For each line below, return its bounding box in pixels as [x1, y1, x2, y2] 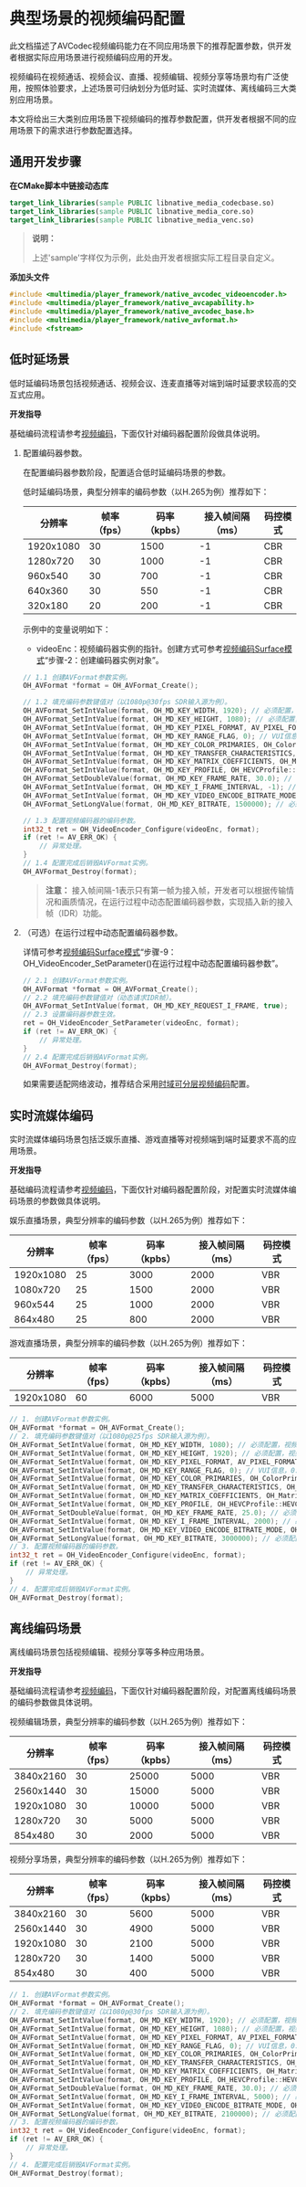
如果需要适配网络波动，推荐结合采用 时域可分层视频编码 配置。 [22, 1079, 255, 1090]
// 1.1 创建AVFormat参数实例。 [22, 672, 132, 681]
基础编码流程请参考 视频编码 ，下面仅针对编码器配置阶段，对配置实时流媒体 [9, 1184, 289, 1195]
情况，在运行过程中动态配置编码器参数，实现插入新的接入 [76, 896, 293, 907]
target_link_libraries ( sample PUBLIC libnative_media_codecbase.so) [9, 198, 275, 207]
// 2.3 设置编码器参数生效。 [22, 1010, 120, 1020]
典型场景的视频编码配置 [9, 8, 186, 29]
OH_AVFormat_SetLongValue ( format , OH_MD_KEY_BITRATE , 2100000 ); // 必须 [9, 2109, 289, 2118]
